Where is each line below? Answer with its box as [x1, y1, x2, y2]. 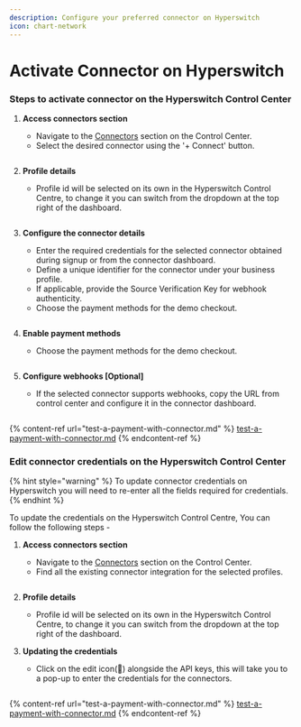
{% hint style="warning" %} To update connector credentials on [9, 475, 248, 487]
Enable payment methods [22, 327, 122, 338]
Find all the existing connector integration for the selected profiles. [35, 566, 284, 577]
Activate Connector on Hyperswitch [9, 60, 285, 81]
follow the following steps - [9, 522, 111, 533]
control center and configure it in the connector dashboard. [35, 398, 257, 409]
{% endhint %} [9, 495, 65, 506]
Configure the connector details [22, 227, 146, 238]
